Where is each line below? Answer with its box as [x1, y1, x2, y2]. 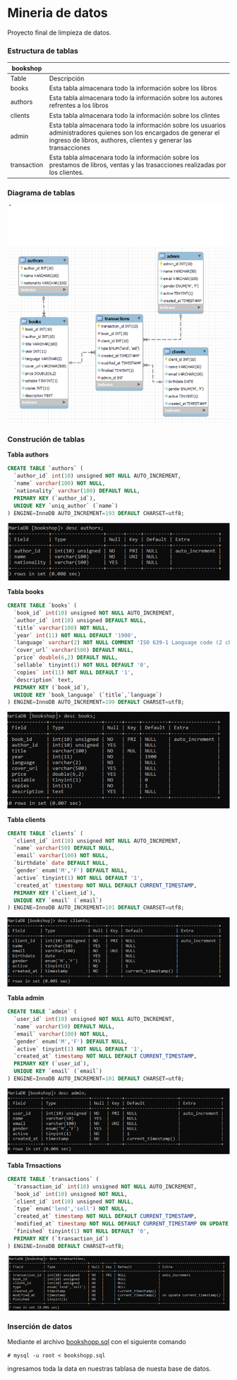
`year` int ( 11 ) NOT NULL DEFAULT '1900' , [13, 631, 138, 639]
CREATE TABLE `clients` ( [7, 830, 83, 837]
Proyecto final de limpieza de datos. [7, 28, 111, 37]
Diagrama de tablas [7, 188, 75, 198]
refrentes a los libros [49, 101, 109, 110]
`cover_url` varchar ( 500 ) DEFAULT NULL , [13, 647, 134, 654]
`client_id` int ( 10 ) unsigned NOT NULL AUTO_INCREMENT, [13, 837, 181, 845]
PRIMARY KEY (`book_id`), [13, 684, 90, 691]
